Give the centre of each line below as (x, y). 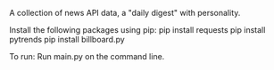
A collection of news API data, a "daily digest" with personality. (125, 13)
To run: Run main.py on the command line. (87, 56)
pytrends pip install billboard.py (67, 39)
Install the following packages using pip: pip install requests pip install (137, 30)
